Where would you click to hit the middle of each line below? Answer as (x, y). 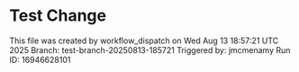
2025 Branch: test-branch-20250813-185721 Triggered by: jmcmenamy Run (150, 49)
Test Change (58, 16)
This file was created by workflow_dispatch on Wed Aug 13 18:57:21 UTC (144, 40)
